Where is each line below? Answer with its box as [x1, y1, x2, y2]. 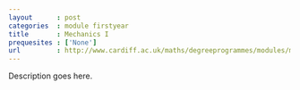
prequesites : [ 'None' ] [8, 37, 98, 47]
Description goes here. [8, 70, 93, 81]
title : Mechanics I [8, 29, 109, 38]
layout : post [8, 12, 81, 22]
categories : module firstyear [8, 21, 129, 30]
